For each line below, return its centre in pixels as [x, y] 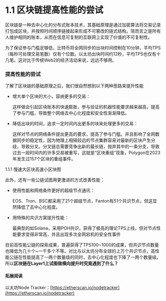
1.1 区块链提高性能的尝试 [54, 10]
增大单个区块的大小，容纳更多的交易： [51, 97]
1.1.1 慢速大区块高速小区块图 [33, 169]
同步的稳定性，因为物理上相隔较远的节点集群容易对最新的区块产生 [84, 140]
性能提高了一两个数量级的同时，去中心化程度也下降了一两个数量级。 [91, 257]
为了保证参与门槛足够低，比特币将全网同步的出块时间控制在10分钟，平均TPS [83, 48]
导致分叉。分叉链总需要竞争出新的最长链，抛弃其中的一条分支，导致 [90, 147]
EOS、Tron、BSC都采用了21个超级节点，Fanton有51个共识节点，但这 [83, 201]
